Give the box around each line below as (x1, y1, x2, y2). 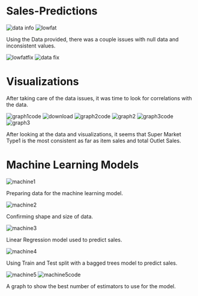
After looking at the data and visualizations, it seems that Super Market (6, 130, 182, 137)
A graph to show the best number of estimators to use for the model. (6, 282, 176, 289)
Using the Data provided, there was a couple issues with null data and (6, 35, 179, 43)
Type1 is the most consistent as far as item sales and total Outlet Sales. (6, 137, 181, 144)
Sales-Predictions (6, 4, 98, 18)
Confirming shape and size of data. (6, 213, 94, 220)
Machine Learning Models (6, 158, 139, 172)
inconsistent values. (6, 42, 56, 49)
